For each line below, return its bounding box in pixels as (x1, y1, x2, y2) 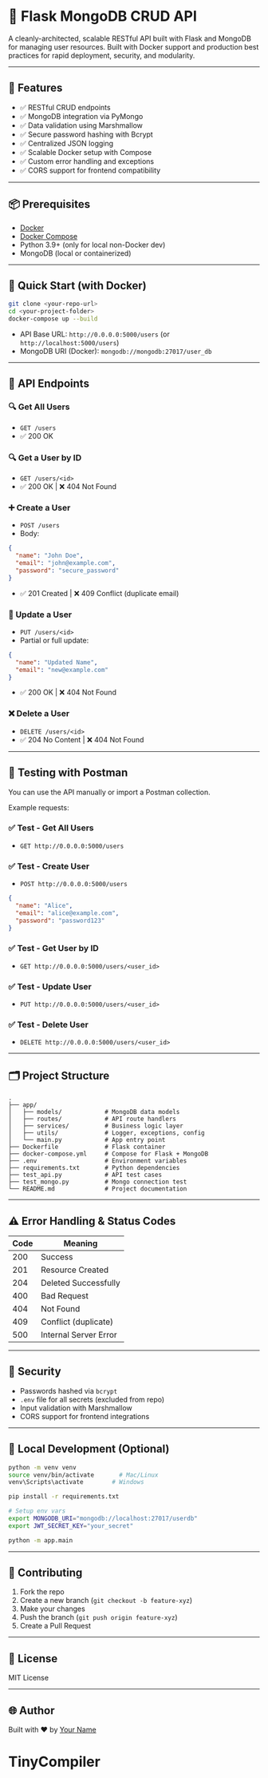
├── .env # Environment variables (8, 1157, 187, 1165)
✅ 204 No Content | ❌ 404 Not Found (19, 734, 144, 744)
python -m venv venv (8, 1463, 77, 1471)
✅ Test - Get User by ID (8, 943, 100, 954)
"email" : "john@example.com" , (15, 559, 116, 567)
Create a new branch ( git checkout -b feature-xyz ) (19, 1596, 193, 1605)
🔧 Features (8, 82, 63, 95)
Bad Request (41, 1291, 89, 1302)
